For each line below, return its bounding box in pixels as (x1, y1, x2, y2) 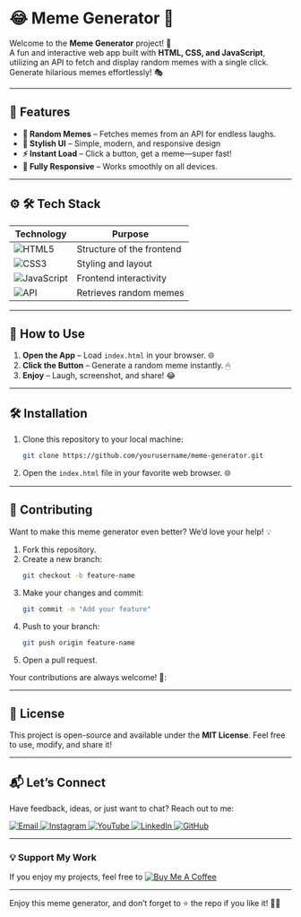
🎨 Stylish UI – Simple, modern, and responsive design (21, 138, 221, 149)
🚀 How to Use (9, 326, 85, 342)
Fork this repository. (21, 544, 97, 555)
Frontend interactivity (76, 272, 168, 284)
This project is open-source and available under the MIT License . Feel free (9, 730, 286, 740)
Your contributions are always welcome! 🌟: (9, 671, 168, 682)
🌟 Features (9, 105, 71, 120)
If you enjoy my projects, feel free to (9, 871, 143, 882)
